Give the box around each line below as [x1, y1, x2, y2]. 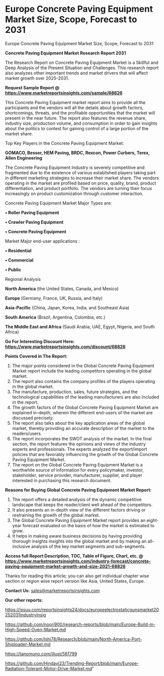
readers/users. [12, 431, 42, 436]
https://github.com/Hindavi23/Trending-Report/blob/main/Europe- [5, 660, 139, 666]
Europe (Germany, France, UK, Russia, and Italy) [5, 295, 103, 301]
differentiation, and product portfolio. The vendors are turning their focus [5, 185, 152, 191]
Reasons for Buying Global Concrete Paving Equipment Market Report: [5, 487, 152, 493]
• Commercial [5, 257, 34, 263]
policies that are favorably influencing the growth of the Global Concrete [12, 451, 158, 457]
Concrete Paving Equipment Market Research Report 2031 [5, 50, 126, 56]
